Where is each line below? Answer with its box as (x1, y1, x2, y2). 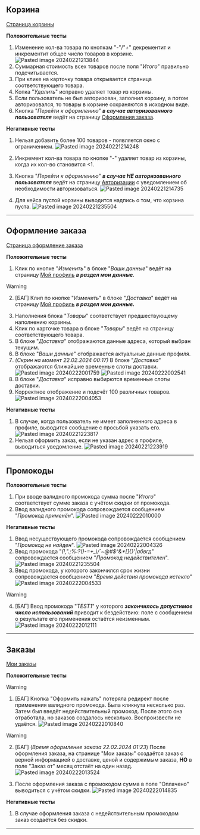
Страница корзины (6, 20, 55, 27)
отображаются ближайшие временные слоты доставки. (14, 363, 158, 370)
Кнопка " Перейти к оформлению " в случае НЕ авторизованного (14, 172, 182, 180)
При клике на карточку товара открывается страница (14, 75, 152, 82)
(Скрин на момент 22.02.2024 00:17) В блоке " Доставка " (14, 356, 161, 363)
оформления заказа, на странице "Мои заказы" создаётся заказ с (14, 750, 183, 757)
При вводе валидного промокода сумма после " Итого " (14, 493, 157, 500)
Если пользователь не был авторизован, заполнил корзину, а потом (14, 94, 189, 101)
